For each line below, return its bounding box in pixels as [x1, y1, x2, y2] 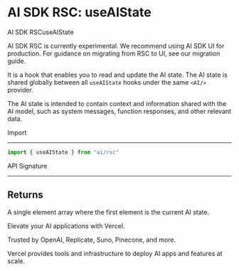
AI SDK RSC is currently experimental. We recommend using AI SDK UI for [7, 41, 225, 50]
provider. [7, 85, 34, 94]
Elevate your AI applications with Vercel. [7, 221, 125, 230]
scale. [7, 257, 25, 265]
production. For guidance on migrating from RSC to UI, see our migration [7, 49, 221, 58]
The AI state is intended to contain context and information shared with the [7, 99, 227, 107]
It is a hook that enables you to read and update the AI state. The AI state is [7, 70, 228, 79]
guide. [7, 56, 26, 65]
